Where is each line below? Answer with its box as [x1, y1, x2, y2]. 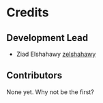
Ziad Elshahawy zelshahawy [16, 50, 96, 58]
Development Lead [6, 32, 89, 44]
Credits [6, 5, 49, 20]
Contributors [6, 70, 63, 81]
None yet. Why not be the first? [6, 87, 95, 96]
